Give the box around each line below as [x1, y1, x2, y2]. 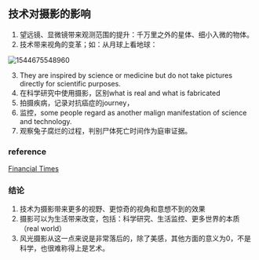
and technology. [19, 116, 72, 126]
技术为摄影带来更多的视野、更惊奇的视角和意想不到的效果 [19, 204, 206, 214]
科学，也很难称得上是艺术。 [19, 244, 110, 253]
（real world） [19, 224, 67, 233]
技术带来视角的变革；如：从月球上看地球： [19, 39, 158, 49]
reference [8, 146, 47, 157]
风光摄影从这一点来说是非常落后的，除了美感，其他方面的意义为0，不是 [19, 234, 251, 244]
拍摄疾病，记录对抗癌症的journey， [19, 97, 134, 108]
